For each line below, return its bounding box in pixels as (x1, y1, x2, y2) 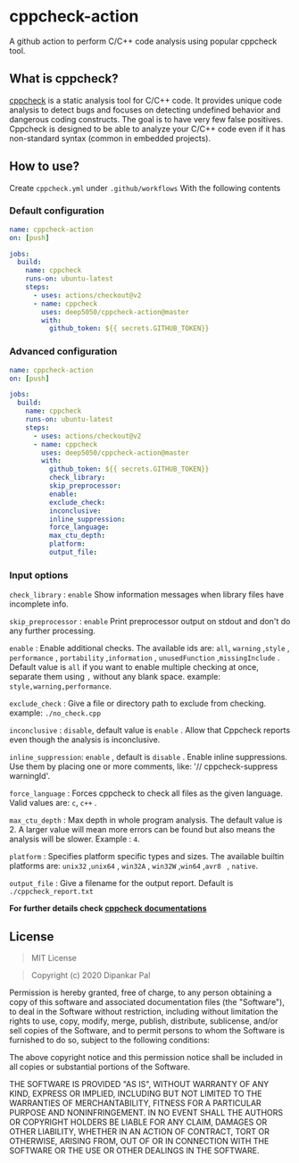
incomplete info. (9, 598, 69, 609)
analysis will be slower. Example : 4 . (9, 833, 140, 845)
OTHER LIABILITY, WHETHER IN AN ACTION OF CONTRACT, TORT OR (9, 1126, 270, 1137)
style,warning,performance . (9, 681, 112, 691)
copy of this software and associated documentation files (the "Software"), (9, 997, 286, 1008)
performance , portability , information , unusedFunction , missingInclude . (9, 652, 280, 663)
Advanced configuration (9, 346, 118, 358)
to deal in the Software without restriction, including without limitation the (9, 1007, 278, 1017)
